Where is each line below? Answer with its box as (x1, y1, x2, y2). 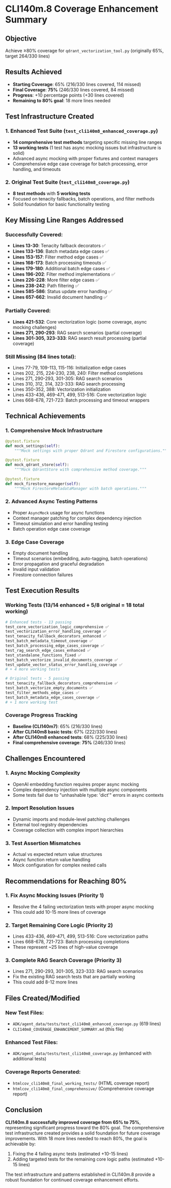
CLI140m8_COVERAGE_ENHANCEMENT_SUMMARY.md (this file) (12, 1026, 124, 1032)
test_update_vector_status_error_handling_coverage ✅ (5, 662, 123, 667)
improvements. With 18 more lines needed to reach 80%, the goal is (5, 1135, 148, 1141)
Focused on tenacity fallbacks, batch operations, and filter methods (12, 195, 155, 201)
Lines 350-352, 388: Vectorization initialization (12, 386, 111, 392)
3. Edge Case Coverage (5, 538, 65, 545)
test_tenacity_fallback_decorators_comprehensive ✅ (5, 681, 118, 686)
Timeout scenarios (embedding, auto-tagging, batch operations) (12, 555, 148, 561)
